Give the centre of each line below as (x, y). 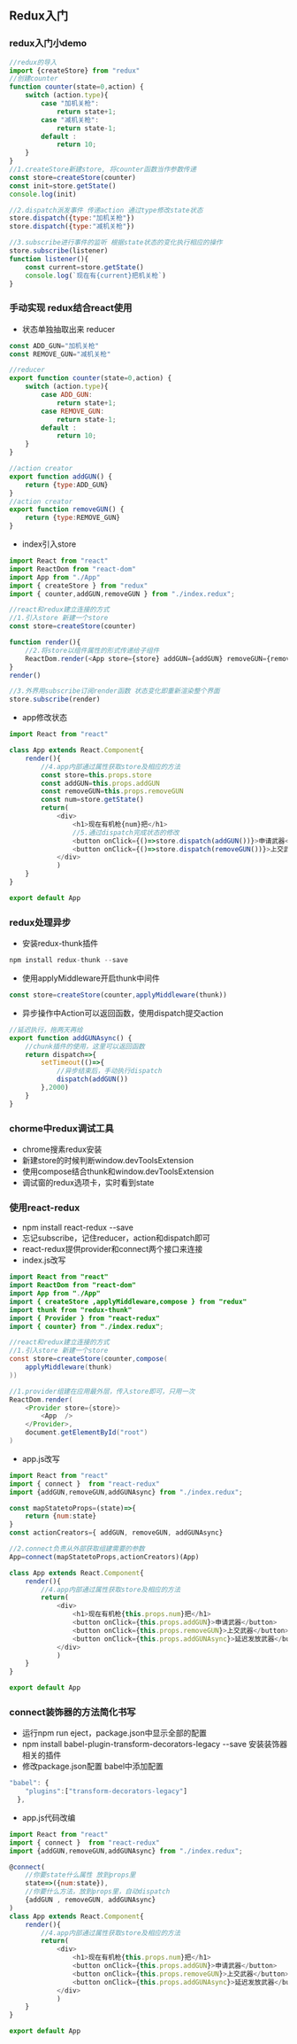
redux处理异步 (40, 922)
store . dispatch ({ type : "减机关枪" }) (72, 227)
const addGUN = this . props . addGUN (101, 783)
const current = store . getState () (84, 267)
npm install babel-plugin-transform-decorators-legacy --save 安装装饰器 (155, 1745)
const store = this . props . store (96, 775)
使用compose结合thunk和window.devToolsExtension (118, 1171)
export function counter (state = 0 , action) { (91, 378)
